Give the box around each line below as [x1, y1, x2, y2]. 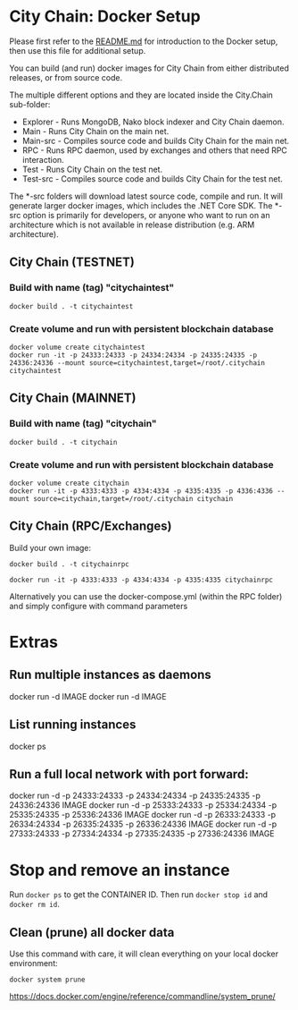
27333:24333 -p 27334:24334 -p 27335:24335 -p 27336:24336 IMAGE [9, 828, 275, 839]
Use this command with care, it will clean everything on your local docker [9, 948, 279, 959]
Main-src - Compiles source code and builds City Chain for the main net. [21, 135, 290, 146]
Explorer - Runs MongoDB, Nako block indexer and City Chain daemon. [21, 116, 285, 127]
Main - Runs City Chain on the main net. [21, 125, 170, 136]
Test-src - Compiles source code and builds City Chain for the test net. [21, 173, 284, 184]
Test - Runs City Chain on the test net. [21, 164, 163, 174]
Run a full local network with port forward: [9, 767, 249, 782]
